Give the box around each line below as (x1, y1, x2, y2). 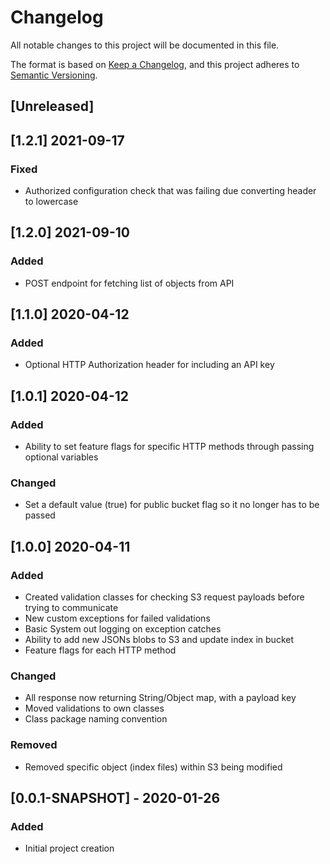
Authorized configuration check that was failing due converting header (24, 185, 317, 197)
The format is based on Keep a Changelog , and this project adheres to (10, 58, 300, 70)
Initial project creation (24, 842, 115, 855)
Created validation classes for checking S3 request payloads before (24, 591, 305, 603)
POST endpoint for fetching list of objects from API (24, 277, 235, 289)
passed (24, 509, 56, 521)
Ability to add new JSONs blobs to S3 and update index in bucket (24, 634, 294, 646)
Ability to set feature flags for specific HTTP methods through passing (24, 441, 315, 453)
